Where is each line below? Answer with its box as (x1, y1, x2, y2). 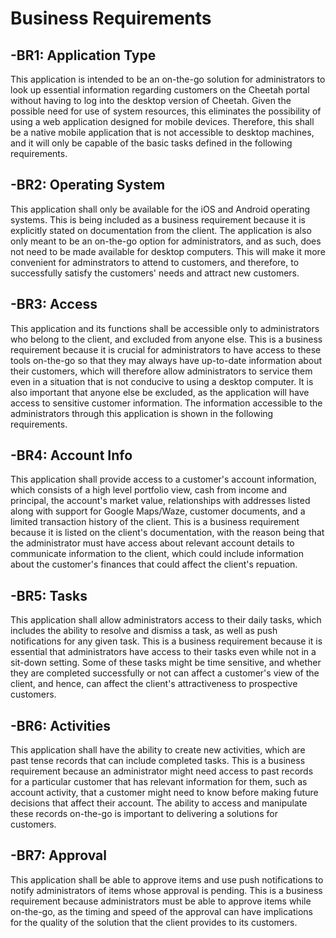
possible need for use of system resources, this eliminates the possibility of (10, 105, 322, 117)
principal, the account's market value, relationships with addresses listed (10, 495, 311, 507)
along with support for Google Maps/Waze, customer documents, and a (10, 505, 306, 517)
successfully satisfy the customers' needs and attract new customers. (10, 267, 300, 279)
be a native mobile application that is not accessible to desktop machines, (10, 127, 315, 138)
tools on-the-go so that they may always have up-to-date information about (10, 354, 323, 366)
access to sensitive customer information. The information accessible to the (10, 397, 323, 409)
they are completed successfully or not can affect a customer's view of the (10, 667, 320, 679)
